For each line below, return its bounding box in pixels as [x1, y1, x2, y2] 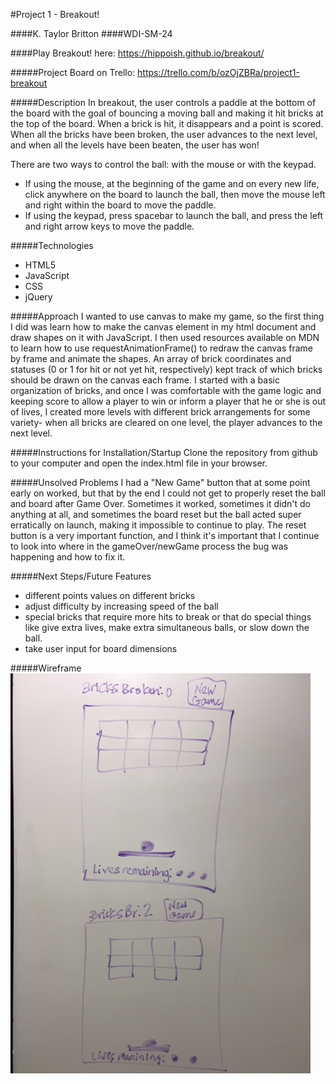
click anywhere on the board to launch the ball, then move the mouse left [24, 189, 326, 200]
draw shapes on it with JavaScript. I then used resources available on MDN [10, 332, 320, 343]
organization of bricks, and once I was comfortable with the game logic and [10, 385, 322, 396]
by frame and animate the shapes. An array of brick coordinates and [10, 353, 292, 364]
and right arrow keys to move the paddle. [24, 220, 195, 232]
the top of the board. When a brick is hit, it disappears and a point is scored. [10, 118, 324, 129]
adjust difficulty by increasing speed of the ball [24, 600, 219, 612]
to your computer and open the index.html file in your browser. [10, 457, 268, 469]
